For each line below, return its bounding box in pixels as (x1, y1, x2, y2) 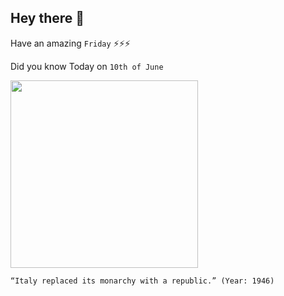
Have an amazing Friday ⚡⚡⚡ (10, 37, 131, 49)
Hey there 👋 (10, 10, 85, 27)
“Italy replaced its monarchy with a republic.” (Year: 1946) (10, 276, 275, 286)
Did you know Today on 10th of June (10, 60, 164, 72)
